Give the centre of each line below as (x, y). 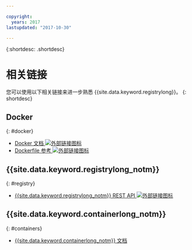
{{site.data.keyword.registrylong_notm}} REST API (75, 195)
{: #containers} (24, 228)
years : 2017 (26, 22)
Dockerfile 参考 (33, 150)
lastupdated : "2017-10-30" (39, 28)
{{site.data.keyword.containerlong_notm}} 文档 (71, 240)
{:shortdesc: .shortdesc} (36, 49)
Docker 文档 (29, 143)
